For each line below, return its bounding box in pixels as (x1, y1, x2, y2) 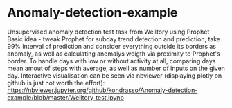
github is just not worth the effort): (7, 78, 105, 87)
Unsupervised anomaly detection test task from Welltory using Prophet (7, 28, 210, 36)
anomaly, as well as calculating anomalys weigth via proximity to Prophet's (7, 50, 220, 58)
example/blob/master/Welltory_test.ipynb (7, 93, 125, 101)
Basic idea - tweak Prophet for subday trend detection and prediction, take (7, 34, 220, 43)
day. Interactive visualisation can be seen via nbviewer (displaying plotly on (7, 71, 222, 80)
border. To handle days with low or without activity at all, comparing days (7, 56, 216, 65)
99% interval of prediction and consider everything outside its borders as (7, 42, 217, 50)
